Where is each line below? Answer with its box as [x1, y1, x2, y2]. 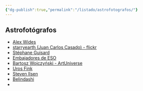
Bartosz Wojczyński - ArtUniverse [12, 60, 83, 66]
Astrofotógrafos [5, 26, 57, 34]
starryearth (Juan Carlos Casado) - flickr [12, 44, 97, 50]
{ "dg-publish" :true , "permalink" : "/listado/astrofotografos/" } [5, 7, 138, 12]
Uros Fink [12, 65, 33, 71]
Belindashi [12, 76, 34, 82]
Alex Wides [12, 39, 36, 45]
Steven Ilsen [12, 71, 39, 77]
